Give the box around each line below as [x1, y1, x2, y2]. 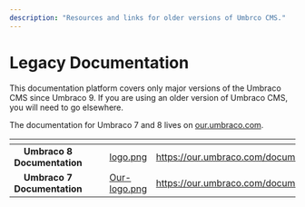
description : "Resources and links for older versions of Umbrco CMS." [9, 13, 286, 23]
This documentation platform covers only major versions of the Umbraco [9, 83, 281, 94]
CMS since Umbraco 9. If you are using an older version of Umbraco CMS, [9, 92, 289, 103]
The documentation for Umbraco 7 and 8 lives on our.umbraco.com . [9, 119, 264, 130]
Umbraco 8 [24, 144, 73, 157]
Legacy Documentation [9, 52, 189, 73]
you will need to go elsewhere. [9, 102, 124, 113]
